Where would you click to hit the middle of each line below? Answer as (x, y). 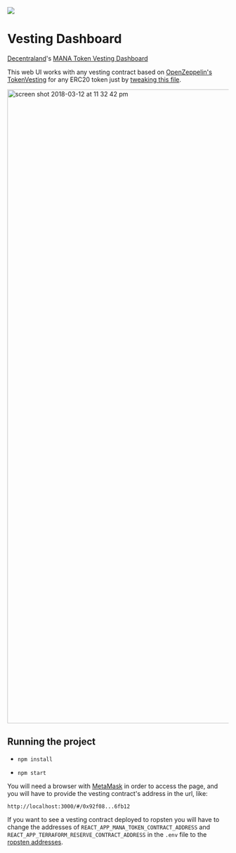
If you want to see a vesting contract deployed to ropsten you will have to (113, 819)
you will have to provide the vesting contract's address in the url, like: (108, 793)
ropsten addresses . (35, 842)
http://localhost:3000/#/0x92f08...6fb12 (69, 807)
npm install (35, 759)
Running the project (52, 742)
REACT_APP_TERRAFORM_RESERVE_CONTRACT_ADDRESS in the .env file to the (107, 834)
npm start (32, 773)
